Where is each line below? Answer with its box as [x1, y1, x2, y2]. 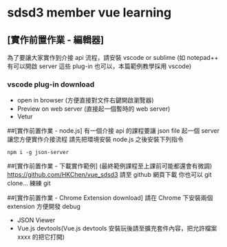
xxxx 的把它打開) [17, 233, 65, 241]
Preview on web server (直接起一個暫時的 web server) [17, 105, 171, 113]
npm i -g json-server [7, 149, 69, 156]
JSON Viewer [17, 216, 56, 224]
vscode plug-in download [7, 79, 95, 89]
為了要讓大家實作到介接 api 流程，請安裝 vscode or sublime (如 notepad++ [7, 54, 219, 61]
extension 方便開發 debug [7, 202, 81, 211]
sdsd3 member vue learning [7, 5, 172, 21]
